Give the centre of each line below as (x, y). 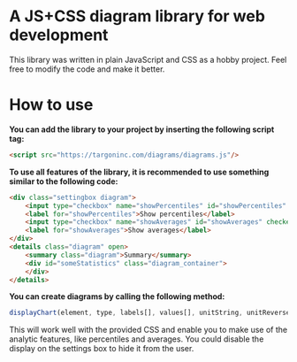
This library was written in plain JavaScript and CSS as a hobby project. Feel (148, 59)
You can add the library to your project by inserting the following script (142, 129)
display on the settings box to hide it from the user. (102, 349)
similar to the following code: (64, 181)
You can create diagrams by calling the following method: (117, 297)
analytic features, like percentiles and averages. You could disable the (137, 339)
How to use (51, 105)
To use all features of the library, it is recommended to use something (139, 172)
